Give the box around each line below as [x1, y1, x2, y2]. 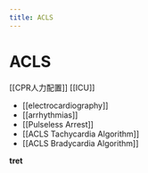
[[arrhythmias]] [21, 109, 78, 120]
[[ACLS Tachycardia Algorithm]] [21, 128, 140, 139]
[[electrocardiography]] [21, 100, 109, 111]
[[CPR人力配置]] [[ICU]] [9, 82, 95, 93]
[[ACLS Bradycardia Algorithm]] [21, 137, 139, 148]
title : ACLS [9, 12, 53, 22]
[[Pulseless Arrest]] [21, 119, 94, 129]
